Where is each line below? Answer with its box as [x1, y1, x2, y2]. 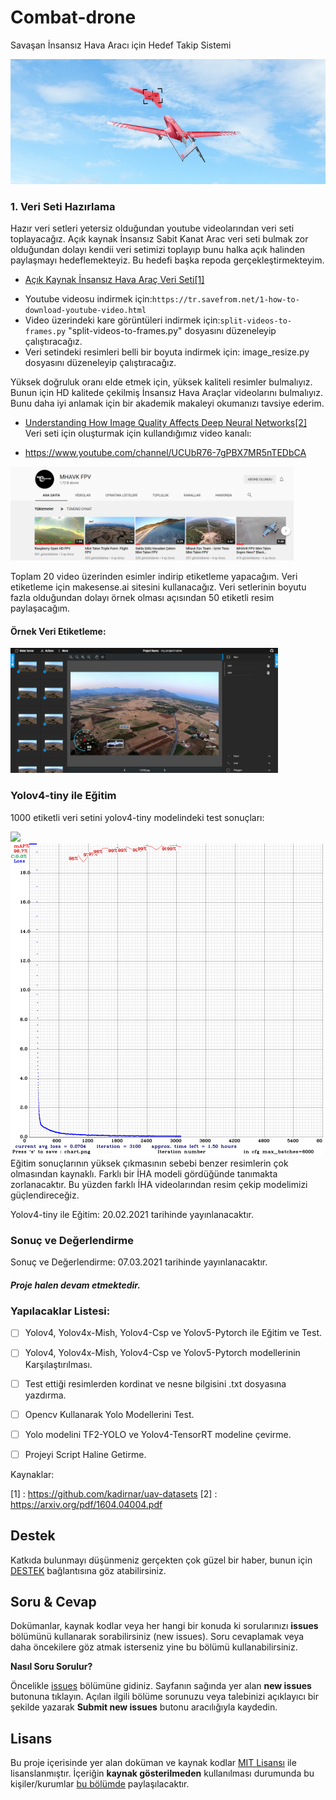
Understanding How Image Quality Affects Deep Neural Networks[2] [24, 417, 308, 429]
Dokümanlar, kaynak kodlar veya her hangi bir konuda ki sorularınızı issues [10, 1620, 319, 1632]
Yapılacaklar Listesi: [10, 1304, 111, 1318]
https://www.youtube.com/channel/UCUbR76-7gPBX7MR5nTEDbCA [24, 447, 307, 459]
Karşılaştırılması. [24, 1358, 93, 1370]
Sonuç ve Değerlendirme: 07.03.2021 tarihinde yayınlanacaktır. [10, 1256, 268, 1268]
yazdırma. [24, 1389, 67, 1401]
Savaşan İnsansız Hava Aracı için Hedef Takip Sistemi [10, 39, 232, 51]
